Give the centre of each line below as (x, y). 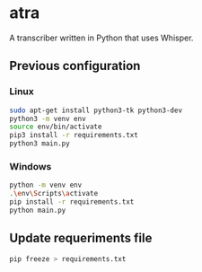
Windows (31, 166)
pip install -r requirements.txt (72, 202)
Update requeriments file (81, 238)
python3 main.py (40, 144)
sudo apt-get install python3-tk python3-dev (96, 110)
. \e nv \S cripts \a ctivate (54, 194)
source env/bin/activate (56, 127)
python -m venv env (46, 185)
